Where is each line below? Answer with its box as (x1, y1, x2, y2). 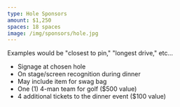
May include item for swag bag (17, 78, 107, 86)
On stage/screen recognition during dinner (17, 70, 141, 78)
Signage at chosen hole (17, 62, 86, 71)
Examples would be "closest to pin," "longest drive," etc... (7, 49, 174, 57)
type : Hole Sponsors (7, 10, 68, 17)
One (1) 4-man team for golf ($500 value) (17, 85, 137, 93)
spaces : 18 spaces (7, 23, 61, 30)
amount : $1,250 (7, 17, 52, 24)
